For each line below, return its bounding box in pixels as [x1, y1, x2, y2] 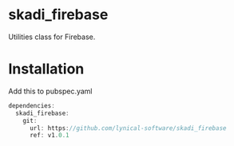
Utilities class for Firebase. [8, 32, 96, 41]
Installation [8, 60, 85, 78]
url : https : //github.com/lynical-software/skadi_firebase [29, 124, 227, 132]
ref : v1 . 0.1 [29, 132, 69, 140]
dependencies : [8, 101, 56, 109]
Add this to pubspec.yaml [8, 86, 93, 96]
